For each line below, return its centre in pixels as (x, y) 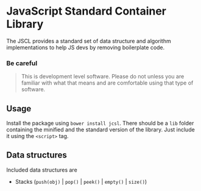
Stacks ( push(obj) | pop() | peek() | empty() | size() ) (81, 181)
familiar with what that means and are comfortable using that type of (107, 83)
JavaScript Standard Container (86, 11)
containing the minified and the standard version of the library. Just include (100, 130)
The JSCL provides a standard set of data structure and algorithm (89, 41)
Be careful (22, 63)
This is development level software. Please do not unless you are (103, 77)
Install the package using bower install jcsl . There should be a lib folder (100, 123)
